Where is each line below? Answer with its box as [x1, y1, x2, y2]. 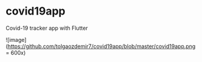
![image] [5, 36, 27, 43]
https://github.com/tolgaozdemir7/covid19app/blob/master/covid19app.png [7, 43, 196, 50]
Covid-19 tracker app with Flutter [5, 24, 89, 32]
